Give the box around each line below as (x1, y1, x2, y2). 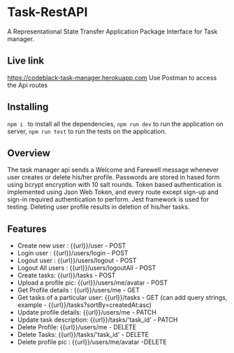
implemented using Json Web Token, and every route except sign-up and (7, 188, 219, 196)
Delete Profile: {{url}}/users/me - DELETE (17, 323, 137, 331)
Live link (7, 55, 44, 67)
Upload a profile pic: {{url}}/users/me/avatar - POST (17, 278, 168, 287)
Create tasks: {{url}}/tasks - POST (17, 271, 116, 280)
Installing (7, 101, 49, 113)
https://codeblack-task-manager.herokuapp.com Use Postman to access (7, 73, 217, 82)
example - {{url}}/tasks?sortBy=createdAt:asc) (17, 301, 152, 309)
